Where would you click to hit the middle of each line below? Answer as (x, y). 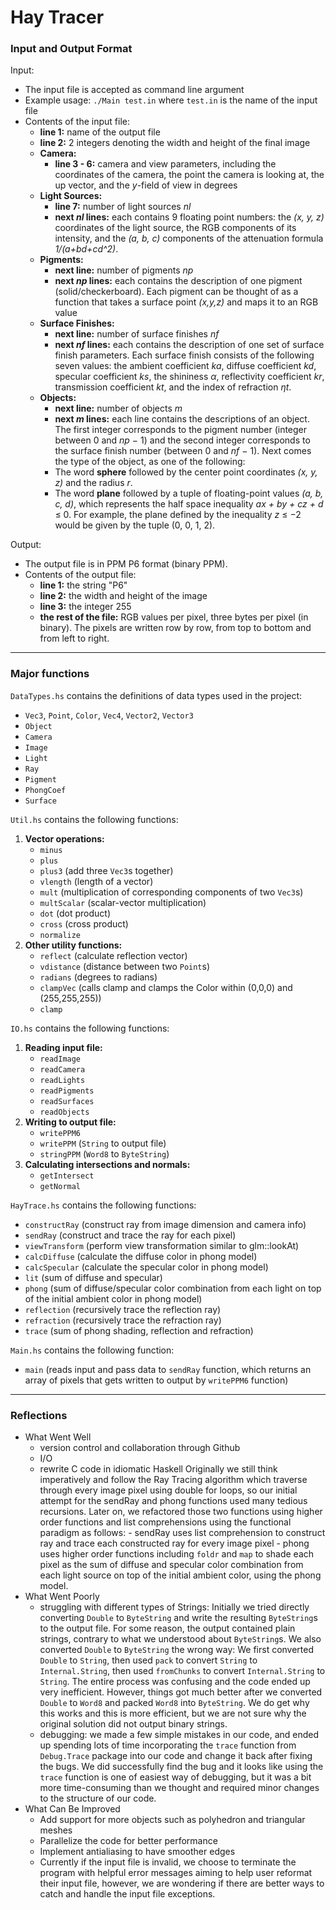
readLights (62, 1080)
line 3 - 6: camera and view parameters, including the (165, 164)
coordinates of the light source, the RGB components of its (175, 228)
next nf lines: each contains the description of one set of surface (189, 345)
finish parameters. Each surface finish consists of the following (184, 355)
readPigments (67, 1091)
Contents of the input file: (77, 122)
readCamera (62, 1069)
